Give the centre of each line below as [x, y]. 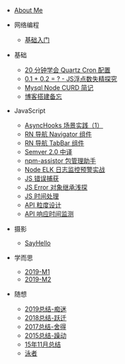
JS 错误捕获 [42, 178]
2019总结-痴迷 [46, 309]
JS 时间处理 [42, 196]
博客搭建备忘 [43, 96]
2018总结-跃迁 [46, 318]
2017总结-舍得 [46, 326]
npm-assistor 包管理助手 [60, 161]
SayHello [37, 243]
